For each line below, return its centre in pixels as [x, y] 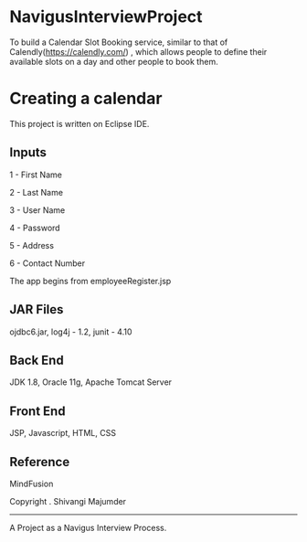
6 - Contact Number [48, 263]
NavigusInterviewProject [106, 17]
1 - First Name [36, 175]
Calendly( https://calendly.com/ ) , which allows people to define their [138, 51]
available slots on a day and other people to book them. [114, 61]
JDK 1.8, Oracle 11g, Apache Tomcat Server [90, 382]
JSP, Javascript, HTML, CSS [63, 433]
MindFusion [32, 484]
